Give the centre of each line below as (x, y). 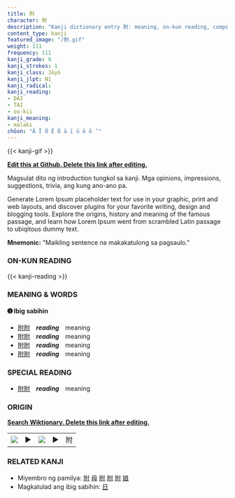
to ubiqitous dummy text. (43, 229)
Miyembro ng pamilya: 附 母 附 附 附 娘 (73, 478)
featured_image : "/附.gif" (46, 40)
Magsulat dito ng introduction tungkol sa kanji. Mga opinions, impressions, (114, 178)
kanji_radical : (29, 86)
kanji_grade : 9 (29, 60)
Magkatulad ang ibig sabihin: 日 (63, 486)
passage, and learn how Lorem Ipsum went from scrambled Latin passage (114, 222)
